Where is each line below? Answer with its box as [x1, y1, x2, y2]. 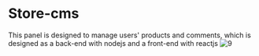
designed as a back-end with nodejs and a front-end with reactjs [8, 38, 219, 47]
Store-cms [8, 5, 80, 23]
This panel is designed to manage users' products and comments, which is [8, 30, 252, 40]
